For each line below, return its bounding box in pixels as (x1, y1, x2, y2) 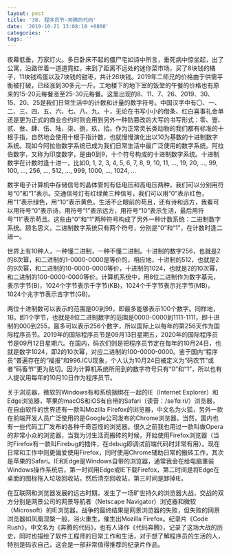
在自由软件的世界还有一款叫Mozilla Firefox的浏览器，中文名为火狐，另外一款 (7, 406, 223, 414)
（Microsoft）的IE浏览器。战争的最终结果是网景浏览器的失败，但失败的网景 (7, 506, 220, 514)
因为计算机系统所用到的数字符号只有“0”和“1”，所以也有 (66, 365, 222, 373)
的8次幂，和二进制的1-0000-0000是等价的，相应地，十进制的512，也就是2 (7, 255, 219, 264)
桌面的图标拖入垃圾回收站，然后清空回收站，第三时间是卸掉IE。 (7, 474, 188, 483)
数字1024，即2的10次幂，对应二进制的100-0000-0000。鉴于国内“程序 (19, 348, 219, 356)
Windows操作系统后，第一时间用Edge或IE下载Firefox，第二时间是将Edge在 (7, 465, 220, 474)
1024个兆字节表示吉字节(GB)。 (7, 290, 94, 298)
